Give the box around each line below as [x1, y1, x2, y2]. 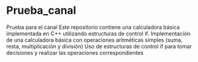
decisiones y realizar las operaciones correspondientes [6, 49, 144, 56]
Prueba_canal [6, 4, 76, 17]
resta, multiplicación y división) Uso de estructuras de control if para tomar [6, 43, 192, 50]
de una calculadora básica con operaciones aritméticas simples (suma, [6, 36, 183, 43]
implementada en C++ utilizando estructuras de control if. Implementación [6, 29, 191, 37]
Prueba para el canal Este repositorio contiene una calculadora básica [6, 23, 180, 31]
